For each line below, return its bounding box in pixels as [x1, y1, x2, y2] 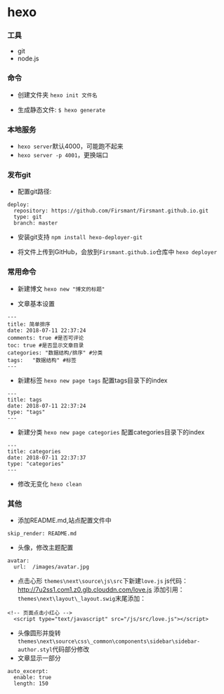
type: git [13, 213, 42, 221]
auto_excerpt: [7, 667, 49, 674]
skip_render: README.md [7, 530, 77, 537]
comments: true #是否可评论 [7, 334, 84, 341]
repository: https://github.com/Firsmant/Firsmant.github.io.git [13, 208, 209, 215]
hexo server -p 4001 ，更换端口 [17, 151, 109, 159]
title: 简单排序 [7, 321, 51, 328]
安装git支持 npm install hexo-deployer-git [17, 233, 143, 241]
